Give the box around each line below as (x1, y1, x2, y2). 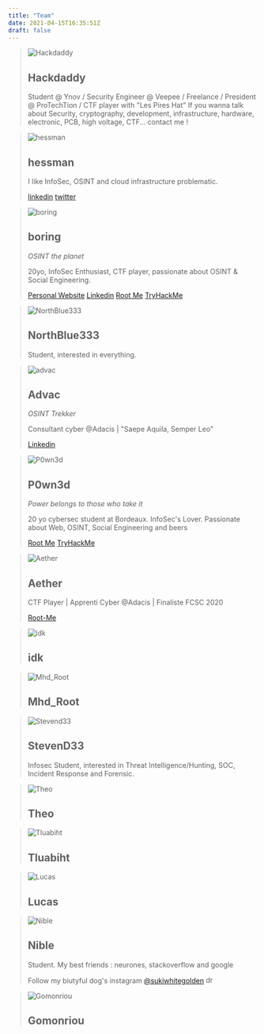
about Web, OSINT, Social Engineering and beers (27, 523, 188, 532)
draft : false (8, 26, 51, 34)
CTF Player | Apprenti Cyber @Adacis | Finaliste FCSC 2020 (27, 597, 224, 607)
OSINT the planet (27, 251, 85, 261)
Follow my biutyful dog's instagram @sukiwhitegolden (27, 975, 204, 985)
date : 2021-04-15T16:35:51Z (8, 19, 101, 27)
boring (27, 231, 62, 244)
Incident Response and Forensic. (27, 769, 134, 778)
